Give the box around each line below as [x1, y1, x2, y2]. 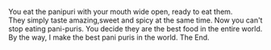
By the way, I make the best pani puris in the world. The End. [8, 32, 210, 42]
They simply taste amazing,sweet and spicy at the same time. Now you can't [8, 15, 263, 25]
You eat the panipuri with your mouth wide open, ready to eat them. [8, 7, 233, 16]
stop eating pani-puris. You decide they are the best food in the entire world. [8, 24, 263, 33]
